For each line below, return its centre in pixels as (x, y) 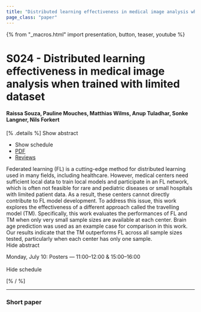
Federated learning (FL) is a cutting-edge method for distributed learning (96, 169)
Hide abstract (23, 245)
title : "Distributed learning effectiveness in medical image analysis (97, 12)
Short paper (24, 302)
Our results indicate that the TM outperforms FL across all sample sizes (94, 232)
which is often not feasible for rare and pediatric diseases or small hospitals (99, 188)
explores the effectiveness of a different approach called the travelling (93, 207)
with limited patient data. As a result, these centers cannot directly (88, 194)
